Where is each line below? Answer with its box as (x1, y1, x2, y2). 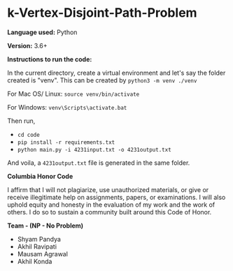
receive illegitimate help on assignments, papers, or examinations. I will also (7, 193, 226, 201)
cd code (17, 131, 40, 138)
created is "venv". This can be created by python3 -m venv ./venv (7, 75, 197, 85)
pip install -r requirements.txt (17, 138, 115, 146)
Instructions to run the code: (7, 54, 92, 64)
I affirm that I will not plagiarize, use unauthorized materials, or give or (7, 185, 209, 193)
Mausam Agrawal (17, 249, 69, 258)
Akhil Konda (17, 257, 52, 265)
